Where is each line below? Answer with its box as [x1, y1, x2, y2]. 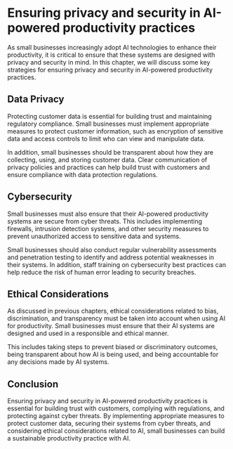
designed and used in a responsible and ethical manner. [7, 329, 169, 338]
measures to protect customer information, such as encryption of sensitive [7, 126, 223, 135]
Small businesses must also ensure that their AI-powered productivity [7, 209, 209, 218]
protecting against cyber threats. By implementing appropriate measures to [7, 412, 225, 420]
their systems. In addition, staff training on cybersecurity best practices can [7, 260, 227, 268]
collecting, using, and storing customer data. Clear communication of [7, 155, 208, 164]
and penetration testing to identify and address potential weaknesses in [7, 253, 214, 261]
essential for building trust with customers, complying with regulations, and [7, 404, 225, 412]
